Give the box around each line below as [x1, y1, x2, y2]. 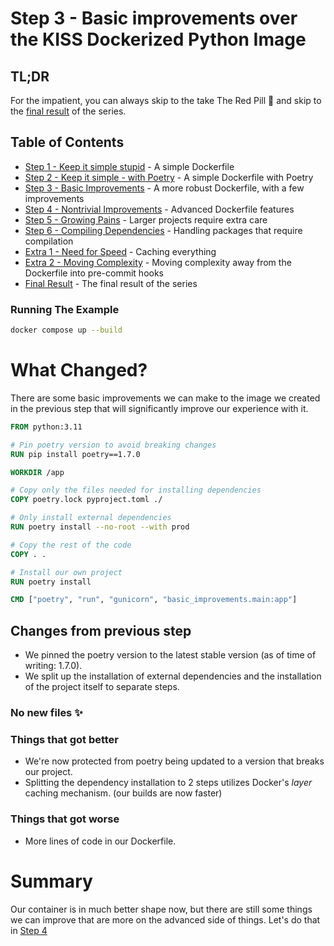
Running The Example [10, 302, 120, 316]
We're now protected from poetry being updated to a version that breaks [24, 755, 325, 767]
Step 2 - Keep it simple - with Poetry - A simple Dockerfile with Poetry [24, 171, 314, 183]
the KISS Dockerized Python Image [10, 28, 307, 51]
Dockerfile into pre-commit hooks [24, 267, 164, 279]
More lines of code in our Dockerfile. [24, 835, 177, 847]
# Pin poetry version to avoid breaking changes [10, 440, 217, 450]
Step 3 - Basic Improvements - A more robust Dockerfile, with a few [24, 182, 305, 194]
